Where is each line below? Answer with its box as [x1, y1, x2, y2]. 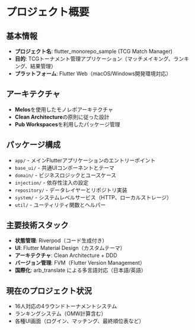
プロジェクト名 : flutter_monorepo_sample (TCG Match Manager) [14, 48, 173, 55]
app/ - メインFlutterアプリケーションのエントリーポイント [14, 157, 156, 164]
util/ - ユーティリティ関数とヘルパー [14, 201, 106, 208]
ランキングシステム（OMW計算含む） [14, 310, 107, 318]
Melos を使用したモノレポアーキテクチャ [14, 106, 114, 113]
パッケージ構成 [6, 140, 61, 150]
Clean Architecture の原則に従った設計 [14, 113, 110, 120]
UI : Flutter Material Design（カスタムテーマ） [14, 245, 126, 252]
